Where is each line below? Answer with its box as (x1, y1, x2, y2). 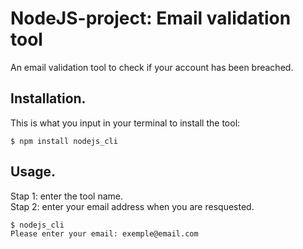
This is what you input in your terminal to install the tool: (10, 117, 241, 129)
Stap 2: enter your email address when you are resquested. (10, 200, 255, 212)
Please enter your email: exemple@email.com (10, 228, 199, 239)
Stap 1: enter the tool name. (10, 190, 124, 202)
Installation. (10, 90, 87, 107)
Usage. (10, 163, 57, 181)
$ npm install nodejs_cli (10, 136, 118, 146)
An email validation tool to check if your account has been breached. (10, 61, 294, 73)
